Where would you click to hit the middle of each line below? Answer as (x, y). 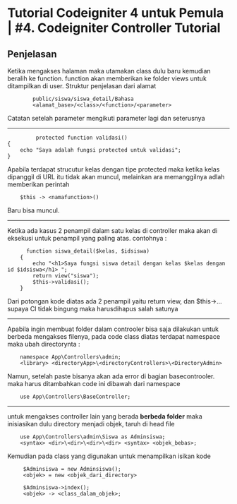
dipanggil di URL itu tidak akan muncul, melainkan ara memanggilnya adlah (116, 177)
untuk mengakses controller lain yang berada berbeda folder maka (105, 416)
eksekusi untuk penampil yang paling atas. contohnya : (87, 238)
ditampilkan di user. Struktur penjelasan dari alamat (82, 86)
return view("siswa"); (66, 276)
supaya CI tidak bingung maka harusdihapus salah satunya (93, 309)
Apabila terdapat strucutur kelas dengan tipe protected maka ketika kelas (114, 169)
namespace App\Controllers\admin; (71, 357)
